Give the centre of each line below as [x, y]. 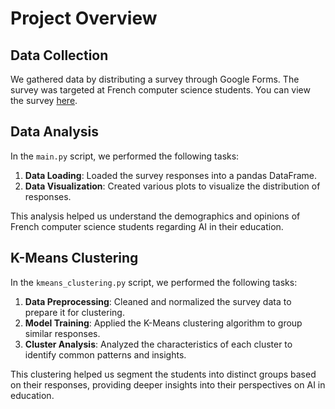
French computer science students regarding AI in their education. [147, 226]
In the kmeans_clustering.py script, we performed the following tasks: [154, 282]
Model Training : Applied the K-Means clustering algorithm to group [163, 323]
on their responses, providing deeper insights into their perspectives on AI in [168, 384]
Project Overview [84, 18]
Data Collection [59, 55]
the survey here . [44, 100]
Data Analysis [55, 132]
